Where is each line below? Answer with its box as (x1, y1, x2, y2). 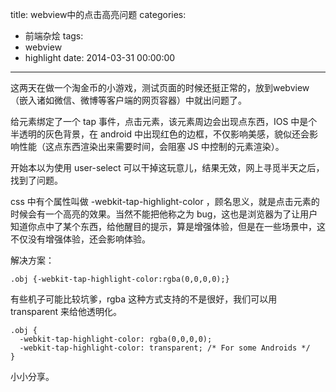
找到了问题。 (10, 174, 63, 186)
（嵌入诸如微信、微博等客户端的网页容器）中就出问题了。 (10, 94, 247, 106)
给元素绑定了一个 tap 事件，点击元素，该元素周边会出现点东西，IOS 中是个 (10, 116, 318, 127)
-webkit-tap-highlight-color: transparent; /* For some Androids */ (19, 343, 311, 353)
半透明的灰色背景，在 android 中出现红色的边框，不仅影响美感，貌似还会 (10, 128, 310, 140)
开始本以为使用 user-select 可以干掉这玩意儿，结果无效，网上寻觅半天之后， (10, 162, 325, 173)
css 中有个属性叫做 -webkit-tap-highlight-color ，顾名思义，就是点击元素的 (10, 196, 320, 207)
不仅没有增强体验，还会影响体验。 (10, 233, 151, 245)
